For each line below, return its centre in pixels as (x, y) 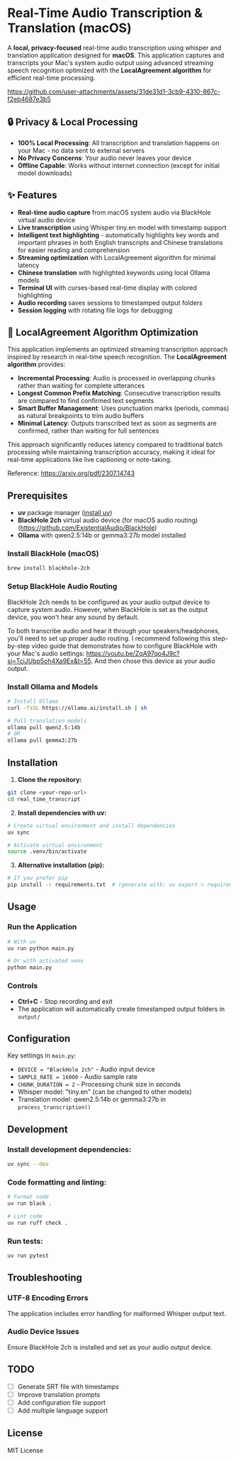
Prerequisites (38, 496)
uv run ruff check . (38, 1223)
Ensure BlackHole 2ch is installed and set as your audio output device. (110, 1347)
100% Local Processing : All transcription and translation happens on (118, 142)
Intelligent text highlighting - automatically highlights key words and (118, 234)
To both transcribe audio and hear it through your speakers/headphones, (114, 630)
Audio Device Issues (43, 1332)
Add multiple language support (63, 1410)
